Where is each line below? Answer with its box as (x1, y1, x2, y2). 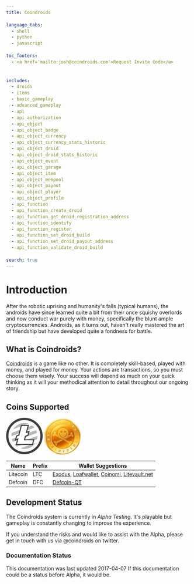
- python (11, 34, 33, 40)
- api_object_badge (11, 127, 59, 133)
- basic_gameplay (11, 96, 54, 102)
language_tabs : (6, 22, 43, 28)
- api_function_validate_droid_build (11, 245, 103, 251)
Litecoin (8, 470, 28, 478)
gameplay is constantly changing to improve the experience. (6, 519, 152, 526)
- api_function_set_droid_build (11, 232, 91, 238)
